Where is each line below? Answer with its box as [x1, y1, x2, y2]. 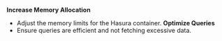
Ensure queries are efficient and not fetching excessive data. [16, 27, 192, 34]
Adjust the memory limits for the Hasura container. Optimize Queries [16, 19, 216, 27]
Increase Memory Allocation [6, 6, 91, 14]
